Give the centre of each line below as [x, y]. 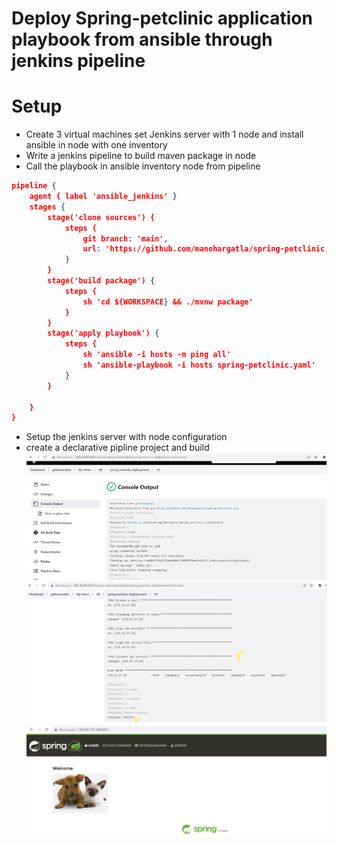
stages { [47, 207]
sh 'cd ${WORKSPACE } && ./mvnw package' [168, 302]
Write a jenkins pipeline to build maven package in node [141, 156]
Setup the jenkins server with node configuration [126, 437]
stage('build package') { [101, 281]
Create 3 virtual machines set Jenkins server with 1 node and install [164, 134]
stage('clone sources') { [101, 217]
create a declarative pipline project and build [117, 448]
